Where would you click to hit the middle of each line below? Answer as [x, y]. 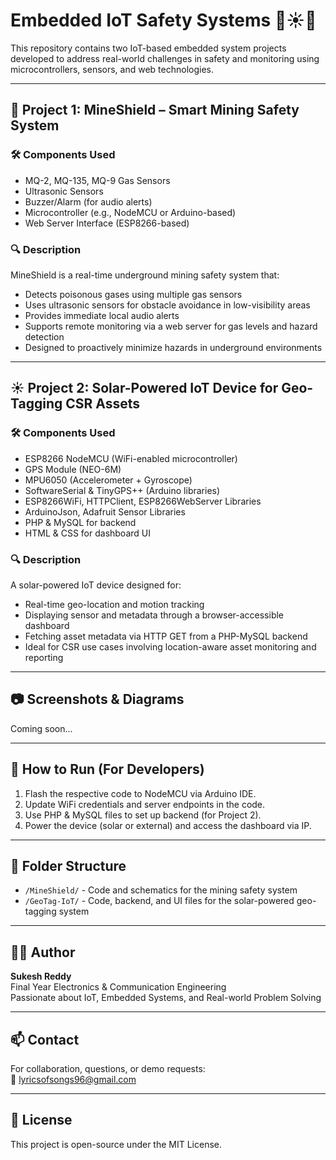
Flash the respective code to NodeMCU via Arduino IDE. [140, 793]
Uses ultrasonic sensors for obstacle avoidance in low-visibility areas [167, 305]
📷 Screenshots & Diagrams [97, 699]
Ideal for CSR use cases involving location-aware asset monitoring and [170, 646]
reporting [44, 657]
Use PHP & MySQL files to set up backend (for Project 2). [143, 815]
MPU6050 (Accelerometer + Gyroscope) [108, 480]
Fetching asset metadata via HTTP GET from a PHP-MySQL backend [166, 636]
